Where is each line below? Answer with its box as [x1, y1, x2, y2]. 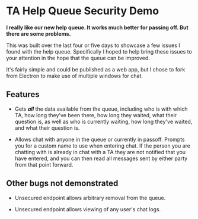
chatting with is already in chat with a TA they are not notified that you [14, 148, 186, 155]
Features [6, 89, 40, 99]
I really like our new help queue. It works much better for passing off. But [6, 24, 189, 31]
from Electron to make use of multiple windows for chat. [6, 72, 143, 79]
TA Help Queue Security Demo [6, 4, 159, 18]
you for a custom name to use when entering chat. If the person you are [14, 142, 191, 149]
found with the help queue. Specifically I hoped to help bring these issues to [6, 48, 193, 55]
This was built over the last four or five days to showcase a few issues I [6, 42, 181, 49]
